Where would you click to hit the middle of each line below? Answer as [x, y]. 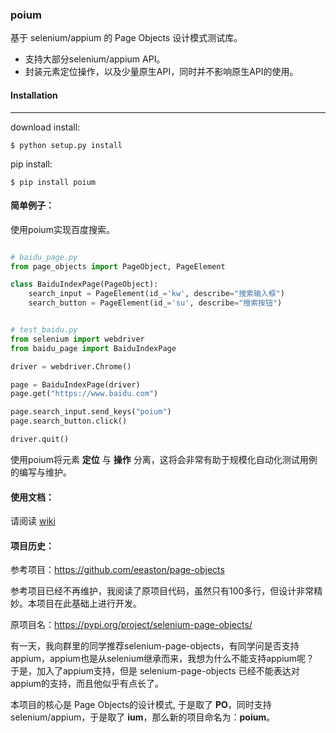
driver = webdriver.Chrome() [71, 366]
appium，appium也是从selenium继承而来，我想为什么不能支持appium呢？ [162, 659]
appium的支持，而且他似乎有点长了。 [87, 684]
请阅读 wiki [33, 521]
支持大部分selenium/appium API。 [95, 59]
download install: [45, 127]
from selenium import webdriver [77, 339]
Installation [34, 95]
